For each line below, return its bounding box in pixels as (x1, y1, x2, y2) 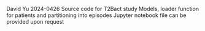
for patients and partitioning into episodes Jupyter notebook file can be (6, 12, 187, 19)
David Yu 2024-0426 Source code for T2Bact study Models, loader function (6, 5, 199, 12)
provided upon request (6, 18, 64, 25)
